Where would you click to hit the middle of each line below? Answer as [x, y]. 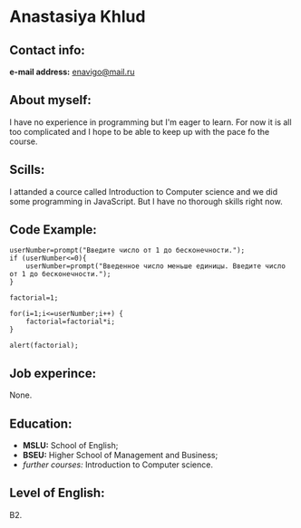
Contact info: [48, 50]
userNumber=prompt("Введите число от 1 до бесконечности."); [127, 251]
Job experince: [53, 373]
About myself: [51, 100]
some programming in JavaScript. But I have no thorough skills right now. [146, 201]
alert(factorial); [44, 346]
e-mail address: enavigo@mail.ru [72, 72]
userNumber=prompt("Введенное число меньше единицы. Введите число [155, 266]
